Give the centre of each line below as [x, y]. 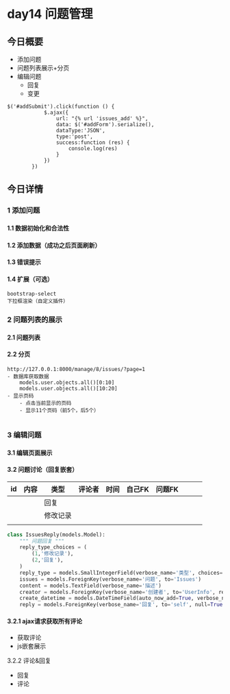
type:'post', [75, 136]
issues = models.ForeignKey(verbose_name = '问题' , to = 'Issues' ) [111, 579]
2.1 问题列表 [24, 337]
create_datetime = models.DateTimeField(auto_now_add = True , [107, 598]
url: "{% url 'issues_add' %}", [102, 119]
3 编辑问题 [24, 435]
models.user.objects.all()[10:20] [68, 389]
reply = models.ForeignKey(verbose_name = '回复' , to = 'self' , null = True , [123, 605]
